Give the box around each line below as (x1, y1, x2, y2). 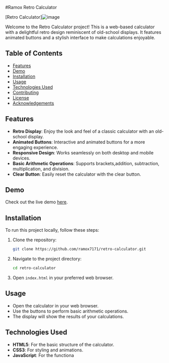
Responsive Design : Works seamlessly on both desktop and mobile (12, 149, 154, 155)
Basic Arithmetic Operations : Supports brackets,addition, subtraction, (12, 160, 160, 166)
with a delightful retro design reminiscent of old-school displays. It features (5, 29, 161, 35)
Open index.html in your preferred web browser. (12, 275, 114, 281)
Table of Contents (5, 49, 63, 58)
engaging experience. (12, 144, 59, 150)
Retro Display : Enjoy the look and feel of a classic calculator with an (12, 128, 154, 134)
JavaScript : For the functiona (12, 352, 74, 358)
